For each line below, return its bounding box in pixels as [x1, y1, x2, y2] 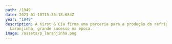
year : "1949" [5, 17, 33, 22]
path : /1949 [5, 7, 31, 13]
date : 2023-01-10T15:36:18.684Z [5, 12, 74, 17]
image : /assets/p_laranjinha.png [5, 31, 77, 36]
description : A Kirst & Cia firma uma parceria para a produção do [5, 21, 153, 27]
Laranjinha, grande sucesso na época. [10, 26, 93, 31]
